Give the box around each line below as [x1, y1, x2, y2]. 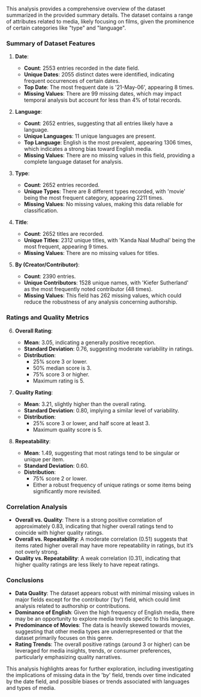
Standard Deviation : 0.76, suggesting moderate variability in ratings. [23, 345, 194, 352]
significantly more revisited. [32, 487, 102, 495]
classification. [23, 207, 59, 214]
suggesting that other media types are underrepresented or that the [14, 628, 183, 635]
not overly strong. [14, 548, 59, 555]
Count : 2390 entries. [23, 273, 76, 280]
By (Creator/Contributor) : [14, 261, 80, 268]
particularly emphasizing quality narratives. [14, 654, 122, 661]
